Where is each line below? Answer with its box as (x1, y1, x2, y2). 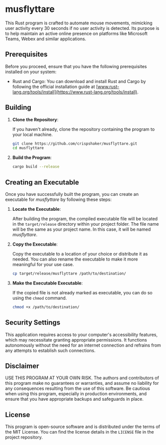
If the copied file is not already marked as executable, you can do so (12, 289, 153, 295)
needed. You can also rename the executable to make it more (12, 256, 138, 262)
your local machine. (12, 131, 53, 137)
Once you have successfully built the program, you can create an (5, 191, 139, 197)
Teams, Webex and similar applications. (5, 36, 86, 42)
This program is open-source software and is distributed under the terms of (5, 424, 161, 430)
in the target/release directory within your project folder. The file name (12, 221, 159, 227)
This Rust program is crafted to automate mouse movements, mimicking (5, 20, 153, 26)
